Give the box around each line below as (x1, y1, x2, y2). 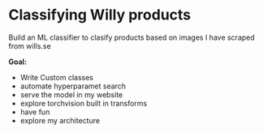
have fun (19, 107, 50, 117)
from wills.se (8, 41, 51, 50)
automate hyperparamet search (19, 81, 127, 91)
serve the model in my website (19, 89, 123, 99)
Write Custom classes (19, 72, 93, 82)
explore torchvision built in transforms (19, 98, 148, 108)
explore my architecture (19, 115, 100, 125)
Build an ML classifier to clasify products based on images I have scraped (8, 32, 256, 42)
